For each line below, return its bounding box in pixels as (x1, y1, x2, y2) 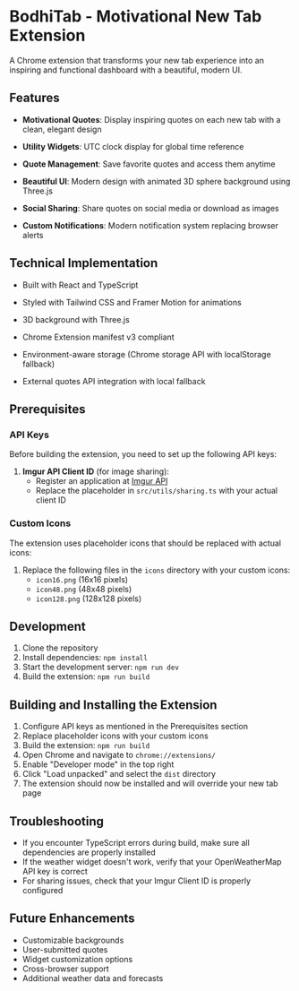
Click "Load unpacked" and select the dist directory (21, 769, 217, 780)
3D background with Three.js (21, 314, 130, 324)
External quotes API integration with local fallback (21, 375, 206, 386)
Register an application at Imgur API (35, 476, 168, 487)
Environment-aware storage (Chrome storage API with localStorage (21, 349, 271, 359)
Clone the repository (21, 642, 98, 653)
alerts (21, 229, 44, 240)
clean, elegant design (21, 124, 102, 134)
